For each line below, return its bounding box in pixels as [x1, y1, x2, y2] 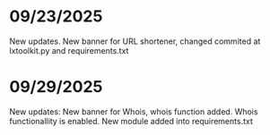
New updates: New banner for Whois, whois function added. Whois [9, 105, 258, 117]
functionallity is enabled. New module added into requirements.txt [9, 115, 253, 126]
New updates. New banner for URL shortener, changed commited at [9, 36, 261, 46]
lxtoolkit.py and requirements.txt [9, 45, 129, 55]
